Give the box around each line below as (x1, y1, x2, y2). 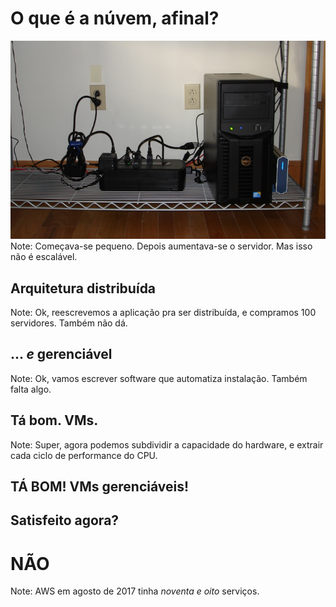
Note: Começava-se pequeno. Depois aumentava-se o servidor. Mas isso (10, 240, 313, 252)
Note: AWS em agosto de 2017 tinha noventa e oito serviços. (10, 585, 260, 597)
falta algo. (10, 383, 52, 395)
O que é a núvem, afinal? (10, 7, 220, 30)
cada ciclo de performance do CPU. (10, 449, 158, 461)
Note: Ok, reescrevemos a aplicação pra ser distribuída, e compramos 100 (10, 306, 317, 318)
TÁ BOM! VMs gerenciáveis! (10, 478, 190, 495)
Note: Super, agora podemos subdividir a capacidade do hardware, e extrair (10, 438, 324, 451)
